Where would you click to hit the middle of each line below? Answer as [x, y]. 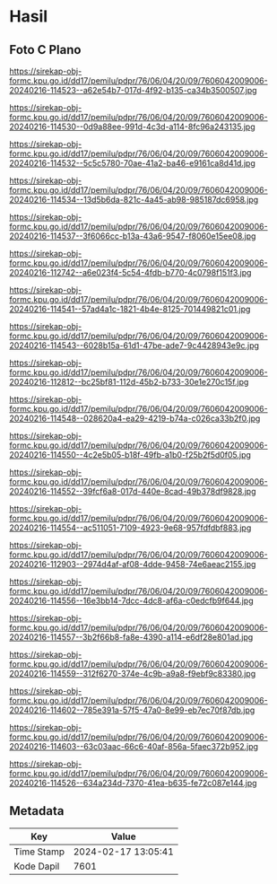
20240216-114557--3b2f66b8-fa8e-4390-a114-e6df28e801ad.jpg [131, 637]
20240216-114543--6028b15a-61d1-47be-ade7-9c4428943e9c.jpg [134, 346]
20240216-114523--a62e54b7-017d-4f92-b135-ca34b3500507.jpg [133, 90]
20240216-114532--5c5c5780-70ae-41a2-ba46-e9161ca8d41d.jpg [132, 163]
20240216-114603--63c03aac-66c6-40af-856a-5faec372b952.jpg [134, 746]
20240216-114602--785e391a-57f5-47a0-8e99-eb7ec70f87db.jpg [132, 710]
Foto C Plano [45, 50]
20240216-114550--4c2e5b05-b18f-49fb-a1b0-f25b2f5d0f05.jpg [130, 455]
